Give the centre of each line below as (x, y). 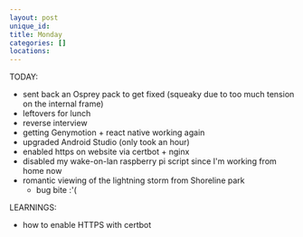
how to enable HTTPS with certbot (87, 225)
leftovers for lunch (57, 114)
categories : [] (38, 43)
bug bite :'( (56, 190)
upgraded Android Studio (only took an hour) (106, 142)
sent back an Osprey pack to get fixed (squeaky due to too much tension (158, 95)
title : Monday (36, 34)
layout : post (34, 18)
